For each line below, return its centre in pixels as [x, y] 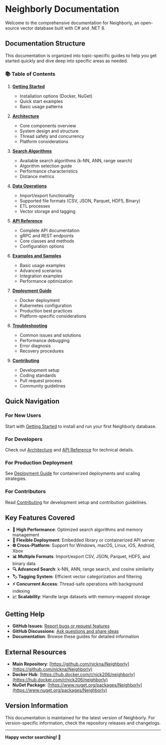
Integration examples [41, 276]
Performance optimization [46, 281]
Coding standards [38, 375]
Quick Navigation [32, 401]
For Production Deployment [39, 462]
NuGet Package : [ [31, 685]
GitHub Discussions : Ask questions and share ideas [65, 631]
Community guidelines [42, 386]
